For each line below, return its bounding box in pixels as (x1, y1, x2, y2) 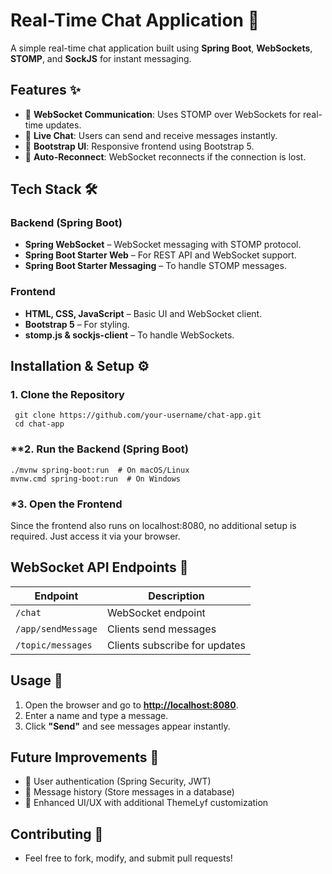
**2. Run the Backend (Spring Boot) (10, 442, 189, 456)
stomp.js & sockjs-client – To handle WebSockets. (24, 329, 235, 341)
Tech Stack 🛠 (10, 181, 98, 198)
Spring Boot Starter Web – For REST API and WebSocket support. (24, 249, 297, 261)
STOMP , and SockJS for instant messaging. (10, 52, 192, 64)
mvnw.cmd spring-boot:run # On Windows (10, 474, 182, 484)
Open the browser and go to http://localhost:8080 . (24, 699, 239, 711)
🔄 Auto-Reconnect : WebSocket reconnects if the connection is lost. (24, 150, 307, 163)
